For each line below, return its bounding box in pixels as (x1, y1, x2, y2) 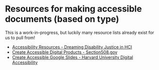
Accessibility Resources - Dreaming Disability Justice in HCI (12, 44, 132, 50)
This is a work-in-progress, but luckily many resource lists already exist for (5, 29, 154, 35)
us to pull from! (5, 35, 35, 41)
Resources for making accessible (5, 3, 142, 14)
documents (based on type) (5, 14, 120, 25)
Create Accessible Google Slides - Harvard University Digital (12, 54, 133, 60)
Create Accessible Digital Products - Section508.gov (12, 49, 118, 55)
